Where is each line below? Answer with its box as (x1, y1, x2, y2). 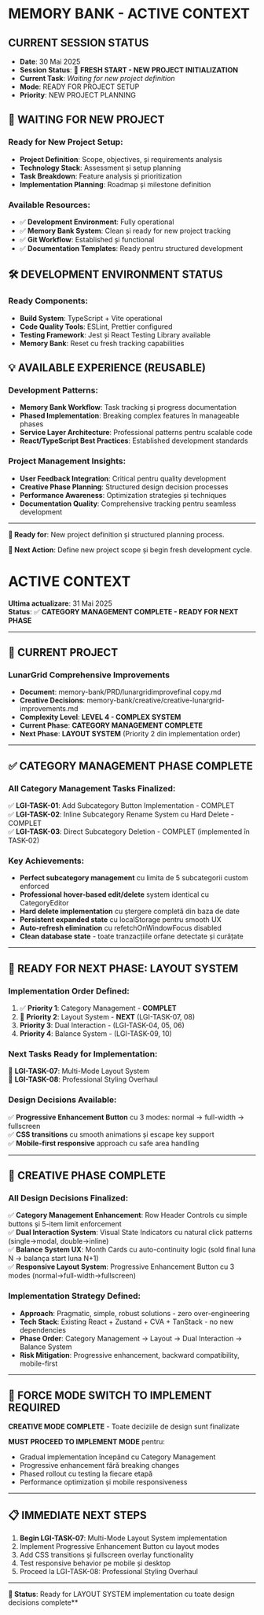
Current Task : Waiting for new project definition (19, 74, 175, 83)
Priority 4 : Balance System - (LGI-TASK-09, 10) (19, 1028, 173, 1038)
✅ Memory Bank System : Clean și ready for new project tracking (19, 226, 232, 235)
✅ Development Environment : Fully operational (19, 217, 174, 227)
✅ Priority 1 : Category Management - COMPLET (19, 1003, 177, 1012)
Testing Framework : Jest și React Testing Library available (19, 330, 211, 339)
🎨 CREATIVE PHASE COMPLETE (8, 1169, 167, 1182)
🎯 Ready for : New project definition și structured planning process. (8, 529, 225, 539)
